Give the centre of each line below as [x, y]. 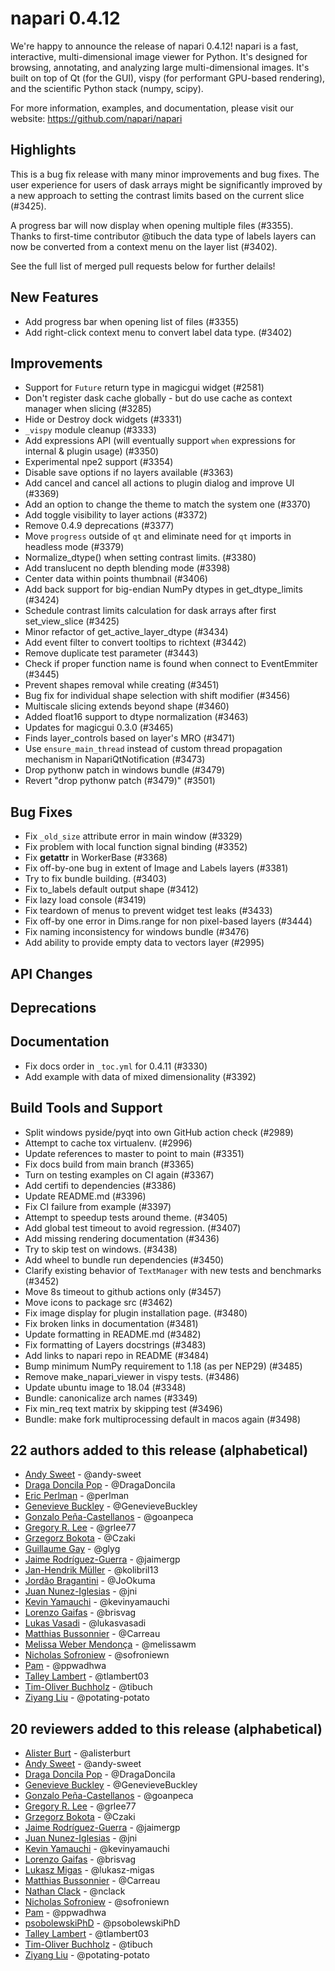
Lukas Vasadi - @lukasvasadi [85, 1623]
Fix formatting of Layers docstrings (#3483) [115, 1344]
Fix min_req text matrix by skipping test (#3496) [123, 1408]
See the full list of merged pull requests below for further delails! [143, 266]
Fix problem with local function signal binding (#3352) [136, 847]
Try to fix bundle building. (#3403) [96, 879]
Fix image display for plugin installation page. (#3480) [136, 1313]
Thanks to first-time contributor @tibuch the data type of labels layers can [163, 236]
